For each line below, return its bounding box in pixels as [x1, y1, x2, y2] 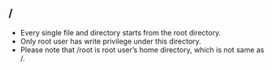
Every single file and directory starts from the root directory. [19, 27, 222, 37]
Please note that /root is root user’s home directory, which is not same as [19, 44, 265, 55]
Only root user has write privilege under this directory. [19, 36, 201, 46]
